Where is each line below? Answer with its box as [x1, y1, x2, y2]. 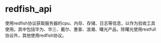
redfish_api [5, 3, 52, 15]
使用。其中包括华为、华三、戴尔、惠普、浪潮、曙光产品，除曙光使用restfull [5, 26, 157, 32]
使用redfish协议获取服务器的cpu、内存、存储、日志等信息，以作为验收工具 [5, 20, 156, 26]
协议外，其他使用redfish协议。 [5, 32, 67, 38]
